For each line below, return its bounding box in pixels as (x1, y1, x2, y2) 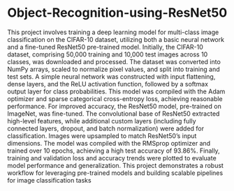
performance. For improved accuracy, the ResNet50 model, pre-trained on (7, 102, 221, 110)
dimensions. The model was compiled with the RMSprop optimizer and (7, 139, 211, 147)
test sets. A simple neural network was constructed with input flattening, (7, 72, 216, 81)
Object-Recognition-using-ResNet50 (7, 5, 228, 21)
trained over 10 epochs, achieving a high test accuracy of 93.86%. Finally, (7, 146, 220, 155)
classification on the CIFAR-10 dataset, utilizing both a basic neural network (7, 35, 225, 43)
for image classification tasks (7, 176, 92, 184)
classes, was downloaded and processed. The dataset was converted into (7, 57, 221, 66)
